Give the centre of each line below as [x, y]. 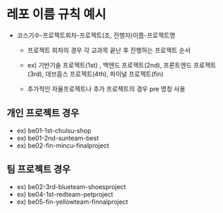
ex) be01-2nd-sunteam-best [58, 138]
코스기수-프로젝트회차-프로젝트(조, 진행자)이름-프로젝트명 [96, 35]
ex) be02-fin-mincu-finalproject [63, 146]
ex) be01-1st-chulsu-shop [54, 130]
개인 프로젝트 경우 [43, 113]
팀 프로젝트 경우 [39, 169]
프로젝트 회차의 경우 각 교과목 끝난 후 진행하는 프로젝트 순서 [109, 50]
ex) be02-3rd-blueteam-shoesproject [71, 186]
